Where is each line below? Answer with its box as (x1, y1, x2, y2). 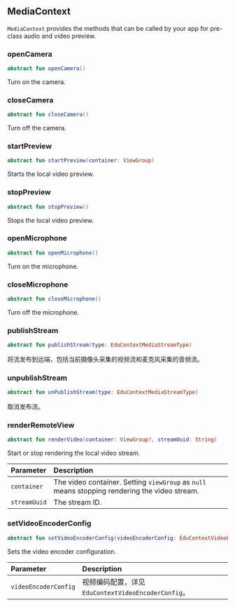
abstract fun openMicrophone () (7, 249, 99, 257)
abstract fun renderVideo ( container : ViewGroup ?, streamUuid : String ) (7, 436, 218, 444)
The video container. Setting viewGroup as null (53, 477, 206, 487)
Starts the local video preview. (7, 170, 94, 178)
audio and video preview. (23, 32, 97, 40)
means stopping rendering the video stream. (53, 486, 199, 496)
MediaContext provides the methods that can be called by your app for (7, 24, 208, 32)
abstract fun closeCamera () (7, 111, 90, 118)
